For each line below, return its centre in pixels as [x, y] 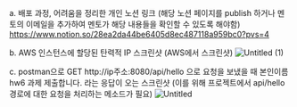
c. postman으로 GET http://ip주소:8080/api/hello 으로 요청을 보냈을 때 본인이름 [149, 71]
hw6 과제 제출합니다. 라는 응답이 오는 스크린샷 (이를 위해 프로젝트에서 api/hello [147, 82]
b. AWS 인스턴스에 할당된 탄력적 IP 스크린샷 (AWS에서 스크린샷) [121, 53]
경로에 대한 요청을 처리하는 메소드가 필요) [81, 94]
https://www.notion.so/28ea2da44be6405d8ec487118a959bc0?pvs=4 [140, 34]
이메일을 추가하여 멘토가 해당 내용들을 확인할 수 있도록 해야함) [133, 24]
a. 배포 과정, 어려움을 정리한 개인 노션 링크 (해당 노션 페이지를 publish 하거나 [142, 13]
